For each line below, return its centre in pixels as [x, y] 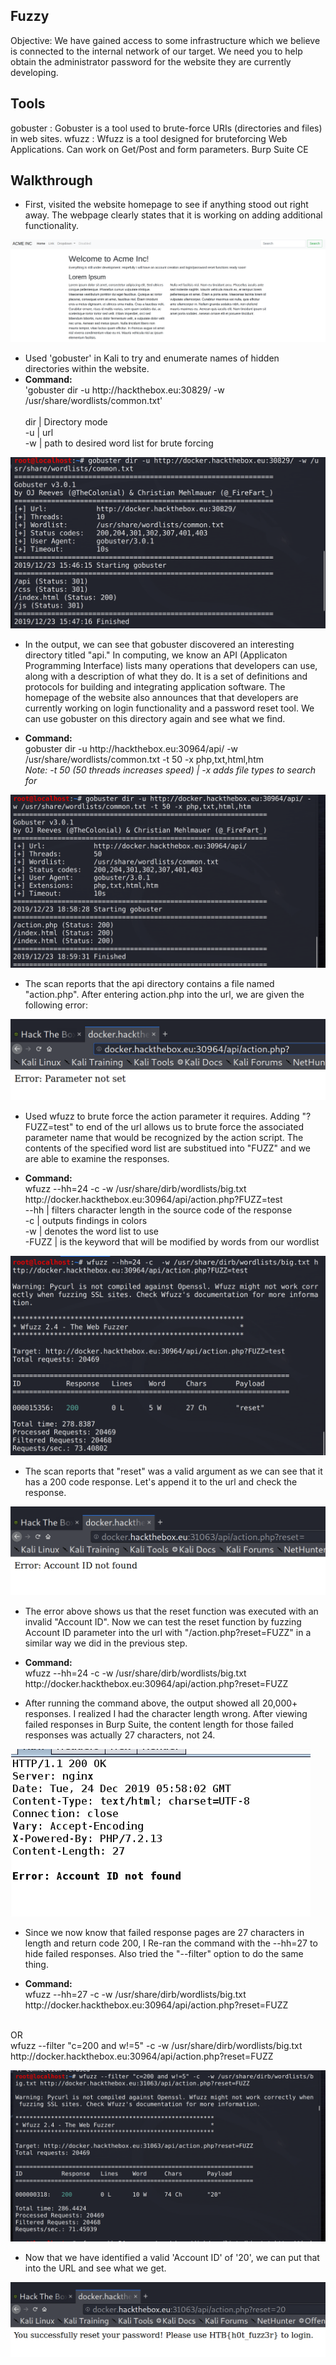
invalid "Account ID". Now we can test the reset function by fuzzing [163, 1622]
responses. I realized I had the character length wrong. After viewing [166, 1714]
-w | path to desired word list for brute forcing [119, 443]
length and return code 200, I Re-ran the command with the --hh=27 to [171, 1943]
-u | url [39, 433]
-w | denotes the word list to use [91, 1231]
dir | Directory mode [66, 422]
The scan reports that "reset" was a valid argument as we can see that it [173, 1471]
